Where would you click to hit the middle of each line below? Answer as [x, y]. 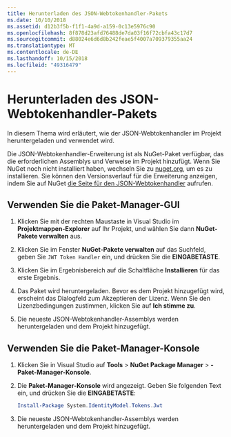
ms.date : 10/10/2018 [37, 20]
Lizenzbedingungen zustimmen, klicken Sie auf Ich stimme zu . [107, 306]
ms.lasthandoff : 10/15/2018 [48, 59]
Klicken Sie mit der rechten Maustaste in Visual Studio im [98, 221]
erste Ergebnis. [39, 278]
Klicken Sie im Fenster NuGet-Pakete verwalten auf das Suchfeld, [111, 250]
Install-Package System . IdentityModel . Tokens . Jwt [90, 406]
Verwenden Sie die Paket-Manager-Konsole [103, 348]
